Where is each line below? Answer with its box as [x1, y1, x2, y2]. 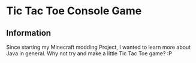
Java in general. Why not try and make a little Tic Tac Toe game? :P [6, 50, 173, 57]
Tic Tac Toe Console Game [6, 4, 142, 18]
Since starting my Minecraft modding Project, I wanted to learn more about [6, 43, 191, 51]
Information [6, 28, 52, 38]
